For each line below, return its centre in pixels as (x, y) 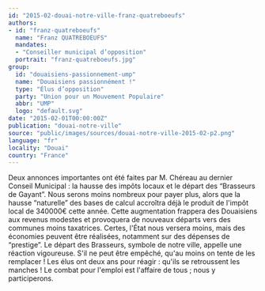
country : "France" (38, 155)
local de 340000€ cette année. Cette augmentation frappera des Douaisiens (133, 211)
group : (19, 67)
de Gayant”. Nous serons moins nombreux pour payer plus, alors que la (125, 195)
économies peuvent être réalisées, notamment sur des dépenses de (119, 236)
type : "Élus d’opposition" (60, 89)
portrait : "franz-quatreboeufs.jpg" (76, 60)
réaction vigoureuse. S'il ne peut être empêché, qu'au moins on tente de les (132, 253)
